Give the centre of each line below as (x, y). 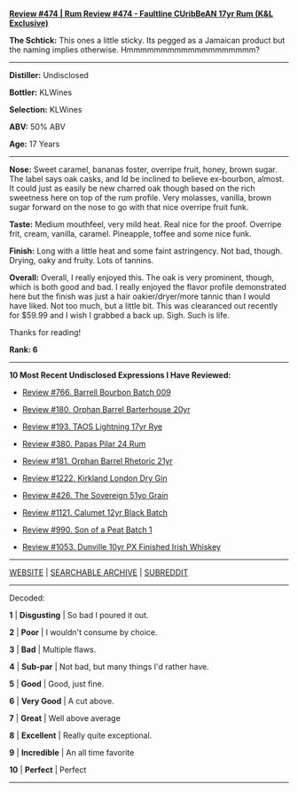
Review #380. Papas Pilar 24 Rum (84, 444)
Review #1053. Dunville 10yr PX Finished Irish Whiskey (122, 547)
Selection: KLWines (46, 110)
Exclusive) (29, 23)
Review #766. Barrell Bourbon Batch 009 (96, 392)
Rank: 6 (24, 349)
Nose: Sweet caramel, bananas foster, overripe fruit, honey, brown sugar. (143, 169)
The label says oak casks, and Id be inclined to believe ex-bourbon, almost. (147, 179)
